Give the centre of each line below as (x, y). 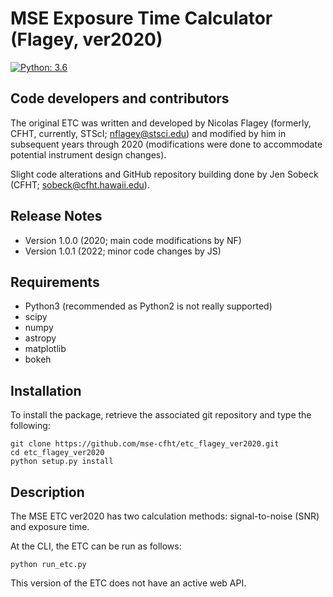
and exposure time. (50, 526)
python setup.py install (62, 462)
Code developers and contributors (120, 98)
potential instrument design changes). (88, 154)
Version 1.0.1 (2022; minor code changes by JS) (123, 251)
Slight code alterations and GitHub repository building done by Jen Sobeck (164, 174)
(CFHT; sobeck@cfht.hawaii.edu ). (80, 184)
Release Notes (56, 216)
